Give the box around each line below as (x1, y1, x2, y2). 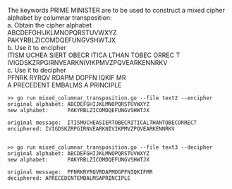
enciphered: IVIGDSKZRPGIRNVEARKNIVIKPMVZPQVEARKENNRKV (7, 126, 175, 133)
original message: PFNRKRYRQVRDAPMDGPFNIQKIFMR (7, 169, 153, 176)
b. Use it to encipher (7, 44, 67, 51)
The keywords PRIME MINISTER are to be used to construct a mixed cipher (7, 6, 226, 14)
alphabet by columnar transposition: (7, 13, 112, 22)
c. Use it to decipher (7, 66, 66, 74)
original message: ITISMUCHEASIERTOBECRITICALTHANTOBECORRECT (7, 119, 197, 126)
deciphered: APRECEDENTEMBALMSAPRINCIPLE (7, 175, 131, 182)
